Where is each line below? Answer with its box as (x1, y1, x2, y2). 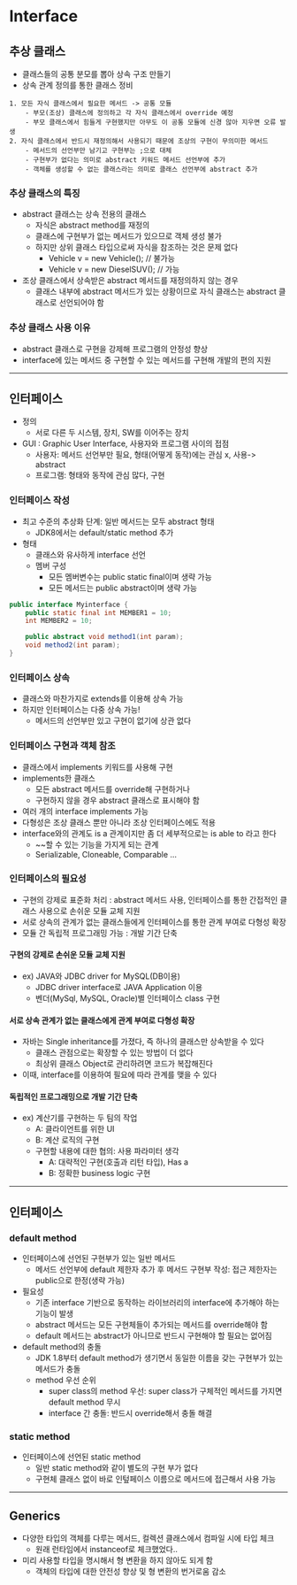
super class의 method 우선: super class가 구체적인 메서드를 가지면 (48, 1386, 283, 1396)
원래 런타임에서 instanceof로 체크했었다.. (34, 1544, 179, 1555)
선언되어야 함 (58, 297, 104, 308)
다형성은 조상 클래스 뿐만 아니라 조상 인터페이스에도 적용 (21, 817, 217, 827)
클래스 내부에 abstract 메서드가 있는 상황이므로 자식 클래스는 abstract (34, 286, 277, 297)
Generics (9, 1508, 61, 1523)
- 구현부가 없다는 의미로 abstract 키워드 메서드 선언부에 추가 (25, 156, 226, 165)
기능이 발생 (34, 1308, 73, 1320)
